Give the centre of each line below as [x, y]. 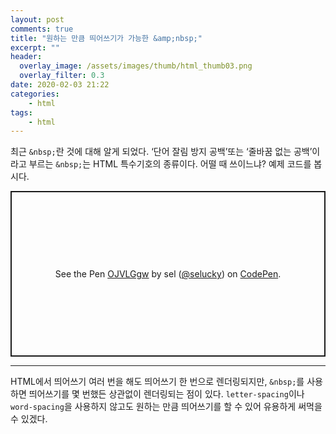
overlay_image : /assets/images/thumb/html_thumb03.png [136, 66]
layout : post [37, 19]
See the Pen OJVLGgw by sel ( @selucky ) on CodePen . [168, 274]
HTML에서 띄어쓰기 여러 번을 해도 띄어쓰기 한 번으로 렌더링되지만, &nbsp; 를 [157, 382]
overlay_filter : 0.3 [62, 76]
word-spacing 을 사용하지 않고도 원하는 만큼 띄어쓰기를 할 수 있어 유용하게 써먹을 [166, 407]
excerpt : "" [35, 47]
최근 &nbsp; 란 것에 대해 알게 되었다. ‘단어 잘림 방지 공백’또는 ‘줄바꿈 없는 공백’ [161, 152]
